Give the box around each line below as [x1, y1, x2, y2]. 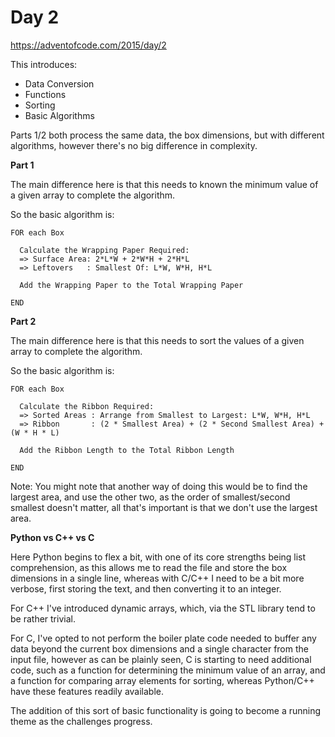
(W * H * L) [10, 427, 60, 438]
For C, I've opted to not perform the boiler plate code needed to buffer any [10, 632, 317, 644]
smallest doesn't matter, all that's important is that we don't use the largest [10, 501, 318, 513]
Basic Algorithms [24, 109, 95, 121]
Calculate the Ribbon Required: [19, 401, 155, 411]
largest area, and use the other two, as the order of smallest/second [10, 491, 291, 503]
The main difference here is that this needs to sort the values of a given [10, 334, 305, 346]
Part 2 [10, 315, 37, 327]
